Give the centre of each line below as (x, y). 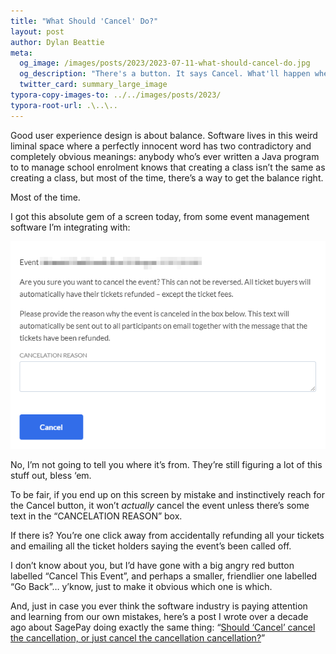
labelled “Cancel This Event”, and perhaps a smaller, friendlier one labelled (164, 576)
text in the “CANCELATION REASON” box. (96, 516)
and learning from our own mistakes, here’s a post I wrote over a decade (159, 616)
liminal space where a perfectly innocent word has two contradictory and (161, 146)
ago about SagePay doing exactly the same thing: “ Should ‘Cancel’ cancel (163, 627)
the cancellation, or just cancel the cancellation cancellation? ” (138, 637)
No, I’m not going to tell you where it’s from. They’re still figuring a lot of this (166, 464)
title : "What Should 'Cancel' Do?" (84, 21)
